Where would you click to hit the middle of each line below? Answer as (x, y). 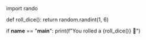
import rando (22, 8)
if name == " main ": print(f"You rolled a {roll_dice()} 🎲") (73, 31)
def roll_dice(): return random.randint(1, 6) (57, 19)
